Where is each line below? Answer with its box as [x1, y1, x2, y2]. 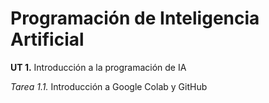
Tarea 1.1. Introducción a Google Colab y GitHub [10, 80, 208, 92]
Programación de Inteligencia [10, 7, 260, 30]
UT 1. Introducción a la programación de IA [10, 61, 187, 73]
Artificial [10, 28, 85, 51]
